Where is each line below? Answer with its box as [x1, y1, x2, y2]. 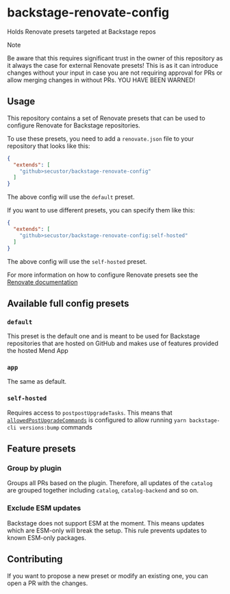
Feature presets [7, 443, 77, 455]
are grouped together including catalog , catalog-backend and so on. [7, 486, 199, 495]
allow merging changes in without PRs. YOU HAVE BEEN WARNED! [7, 75, 196, 84]
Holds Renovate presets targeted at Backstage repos [7, 27, 156, 36]
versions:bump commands [19, 423, 92, 431]
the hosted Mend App [7, 347, 68, 355]
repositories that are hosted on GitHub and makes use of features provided [7, 339, 219, 347]
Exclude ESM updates [7, 504, 81, 513]
